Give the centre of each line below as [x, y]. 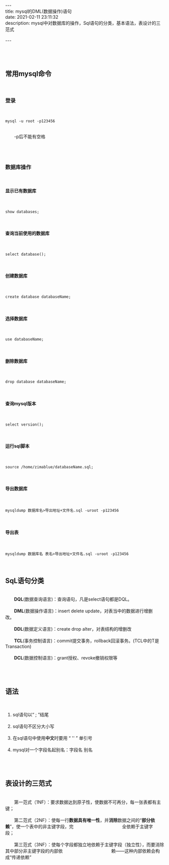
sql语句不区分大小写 [33, 726]
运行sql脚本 [17, 446]
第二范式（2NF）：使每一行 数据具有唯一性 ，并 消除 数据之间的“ [78, 820]
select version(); [24, 424]
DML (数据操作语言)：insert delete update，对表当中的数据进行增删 [83, 611]
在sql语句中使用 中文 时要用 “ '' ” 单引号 [52, 738]
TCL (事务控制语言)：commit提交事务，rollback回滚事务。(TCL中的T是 [87, 641]
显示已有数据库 [21, 191]
